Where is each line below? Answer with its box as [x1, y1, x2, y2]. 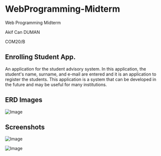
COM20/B [5, 38, 25, 45]
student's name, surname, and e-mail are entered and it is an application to [5, 71, 157, 77]
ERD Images [5, 96, 43, 104]
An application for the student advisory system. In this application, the [5, 66, 146, 72]
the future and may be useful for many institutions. [5, 81, 107, 87]
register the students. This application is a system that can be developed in [5, 76, 157, 82]
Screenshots [5, 123, 45, 131]
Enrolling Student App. [5, 53, 76, 61]
